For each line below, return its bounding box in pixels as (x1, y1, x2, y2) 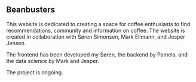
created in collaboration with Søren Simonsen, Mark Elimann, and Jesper (6, 33, 185, 40)
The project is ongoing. (6, 68, 64, 76)
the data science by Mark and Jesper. (6, 57, 100, 64)
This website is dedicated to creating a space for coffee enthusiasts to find (6, 20, 191, 27)
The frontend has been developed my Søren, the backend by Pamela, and (6, 51, 188, 58)
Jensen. (6, 39, 26, 46)
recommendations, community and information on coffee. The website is (6, 27, 185, 34)
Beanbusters (6, 5, 56, 15)
